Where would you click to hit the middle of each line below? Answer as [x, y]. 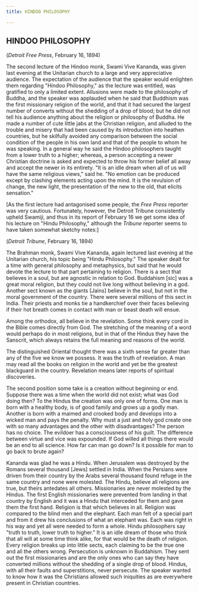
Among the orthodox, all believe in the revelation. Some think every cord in [97, 321]
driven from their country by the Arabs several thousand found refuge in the [99, 476]
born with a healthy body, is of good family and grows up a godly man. [93, 407]
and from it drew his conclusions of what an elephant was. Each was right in [99, 520]
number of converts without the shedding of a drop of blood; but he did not [98, 111]
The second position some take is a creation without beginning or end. [92, 388]
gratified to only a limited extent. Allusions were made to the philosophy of [97, 92]
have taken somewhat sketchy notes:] [53, 230]
